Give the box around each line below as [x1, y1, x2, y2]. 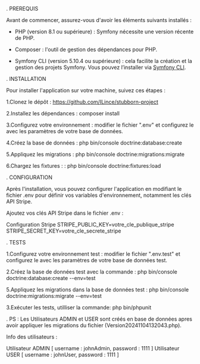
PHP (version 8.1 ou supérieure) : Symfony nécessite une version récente [14, 28, 194, 35]
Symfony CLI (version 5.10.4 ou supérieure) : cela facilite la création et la [14, 58, 192, 64]
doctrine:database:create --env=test [6, 275, 96, 281]
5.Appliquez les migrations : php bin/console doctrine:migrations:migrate [6, 151, 185, 158]
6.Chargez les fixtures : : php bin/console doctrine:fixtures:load [6, 162, 161, 169]
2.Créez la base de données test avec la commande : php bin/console [6, 268, 177, 275]
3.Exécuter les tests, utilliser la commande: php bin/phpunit [6, 304, 152, 311]
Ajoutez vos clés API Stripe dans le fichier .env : [6, 209, 124, 216]
